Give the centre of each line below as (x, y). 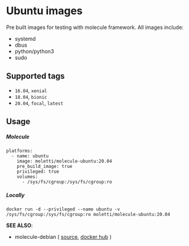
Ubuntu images (44, 11)
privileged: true (38, 172)
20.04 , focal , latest (39, 103)
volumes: (27, 177)
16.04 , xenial (31, 90)
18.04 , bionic (31, 96)
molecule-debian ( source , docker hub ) (63, 237)
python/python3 (34, 51)
